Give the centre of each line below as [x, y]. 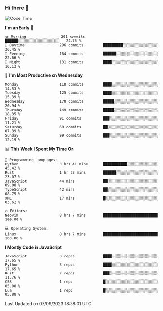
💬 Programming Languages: [31, 160]
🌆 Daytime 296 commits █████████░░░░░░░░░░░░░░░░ [81, 45]
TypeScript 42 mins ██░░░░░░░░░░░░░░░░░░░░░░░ [81, 190]
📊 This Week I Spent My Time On [39, 149]
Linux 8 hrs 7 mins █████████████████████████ [81, 234]
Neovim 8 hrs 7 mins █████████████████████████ [81, 215]
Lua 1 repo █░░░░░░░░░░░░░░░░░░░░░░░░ [81, 291]
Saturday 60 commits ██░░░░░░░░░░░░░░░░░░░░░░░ [81, 127]
